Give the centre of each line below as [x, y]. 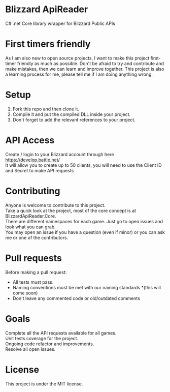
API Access [30, 140]
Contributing [33, 191]
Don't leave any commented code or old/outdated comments [76, 298]
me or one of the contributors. [37, 237]
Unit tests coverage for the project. [42, 338]
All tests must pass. [33, 282]
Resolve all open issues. [30, 349]
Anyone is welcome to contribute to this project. [55, 205]
